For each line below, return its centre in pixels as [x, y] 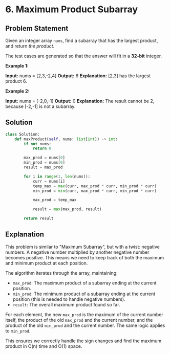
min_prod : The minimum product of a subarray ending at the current [84, 294]
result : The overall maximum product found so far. [66, 304]
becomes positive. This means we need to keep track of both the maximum [85, 257]
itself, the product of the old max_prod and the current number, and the [79, 320]
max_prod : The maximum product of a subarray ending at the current [84, 283]
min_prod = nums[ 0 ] [45, 163]
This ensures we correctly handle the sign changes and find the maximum [83, 341]
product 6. [16, 81]
